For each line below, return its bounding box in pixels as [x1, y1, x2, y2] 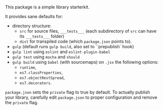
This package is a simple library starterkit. [5, 4, 90, 10]
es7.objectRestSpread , [19, 75, 65, 80]
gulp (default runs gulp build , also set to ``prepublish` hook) [12, 44, 134, 49]
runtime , [19, 64, 37, 70]
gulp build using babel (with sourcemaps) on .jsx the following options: [12, 59, 159, 65]
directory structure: [12, 23, 51, 29]
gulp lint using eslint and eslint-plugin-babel [12, 49, 111, 55]
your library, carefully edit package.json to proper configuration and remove [5, 94, 158, 100]
